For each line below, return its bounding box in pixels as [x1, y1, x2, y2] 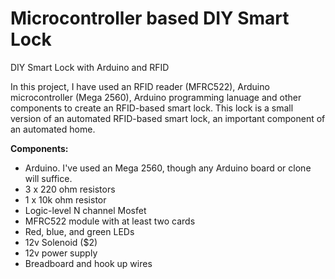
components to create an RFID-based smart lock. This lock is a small [10, 102, 294, 114]
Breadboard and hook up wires [24, 257, 153, 269]
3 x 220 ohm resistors [24, 183, 116, 195]
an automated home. [10, 123, 96, 135]
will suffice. [24, 172, 73, 184]
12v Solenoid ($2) [24, 236, 98, 248]
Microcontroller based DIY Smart [10, 7, 290, 30]
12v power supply [24, 247, 98, 259]
